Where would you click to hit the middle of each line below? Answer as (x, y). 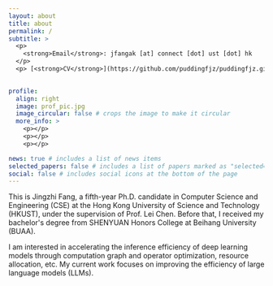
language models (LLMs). (51, 273)
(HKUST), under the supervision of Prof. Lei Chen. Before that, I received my (136, 214)
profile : (23, 91)
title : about (30, 24)
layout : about (32, 16)
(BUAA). (22, 232)
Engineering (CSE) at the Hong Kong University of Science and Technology (134, 206)
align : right (38, 98)
